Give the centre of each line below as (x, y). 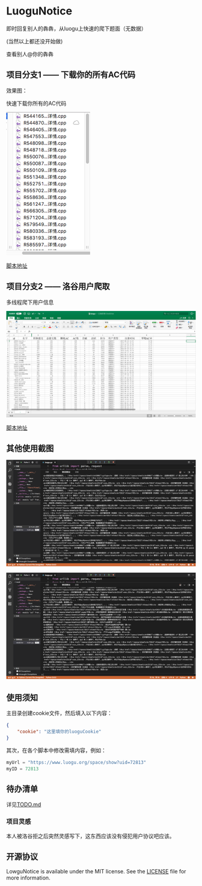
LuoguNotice (39, 11)
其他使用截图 (30, 448)
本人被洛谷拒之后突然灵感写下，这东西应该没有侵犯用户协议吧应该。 (90, 836)
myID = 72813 (23, 769)
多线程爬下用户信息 (30, 302)
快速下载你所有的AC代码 (36, 103)
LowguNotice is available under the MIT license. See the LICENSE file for (96, 872)
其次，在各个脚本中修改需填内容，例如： (56, 750)
